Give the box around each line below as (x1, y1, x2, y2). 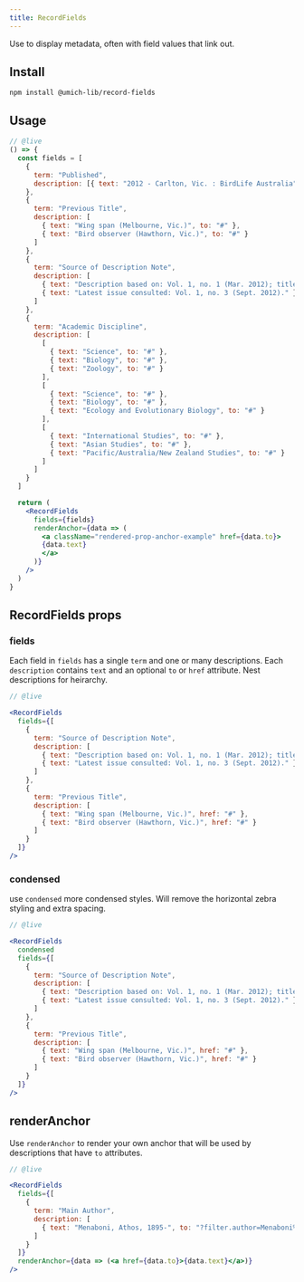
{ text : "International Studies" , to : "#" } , (49, 431, 224, 440)
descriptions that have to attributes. (9, 1147, 143, 1158)
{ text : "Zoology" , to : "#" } (49, 364, 165, 373)
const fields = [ (17, 154, 83, 163)
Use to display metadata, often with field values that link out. (9, 38, 235, 49)
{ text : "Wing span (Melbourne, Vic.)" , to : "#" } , (42, 221, 242, 230)
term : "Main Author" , (33, 1206, 116, 1216)
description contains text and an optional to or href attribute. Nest (9, 665, 261, 675)
